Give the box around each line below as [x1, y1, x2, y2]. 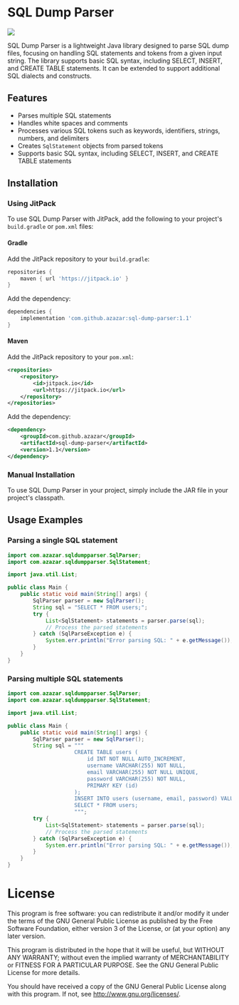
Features [7, 92, 48, 104]
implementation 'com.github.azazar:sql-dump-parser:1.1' [20, 315, 193, 322]
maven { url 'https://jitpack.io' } [20, 275, 129, 282]
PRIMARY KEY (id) [86, 782, 139, 789]
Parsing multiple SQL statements [7, 674, 123, 684]
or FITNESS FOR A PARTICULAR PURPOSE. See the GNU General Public [7, 960, 219, 969]
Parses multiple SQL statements [17, 111, 112, 120]
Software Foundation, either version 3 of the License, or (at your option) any [7, 924, 230, 932]
